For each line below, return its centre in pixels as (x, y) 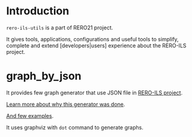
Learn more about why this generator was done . (66, 104)
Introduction (38, 11)
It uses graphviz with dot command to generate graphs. (75, 127)
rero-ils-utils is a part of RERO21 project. (60, 28)
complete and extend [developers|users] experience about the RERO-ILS (97, 45)
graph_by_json (44, 76)
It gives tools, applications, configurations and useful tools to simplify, (92, 39)
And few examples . (30, 115)
